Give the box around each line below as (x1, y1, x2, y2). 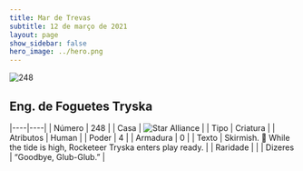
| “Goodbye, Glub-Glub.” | (9, 151, 106, 162)
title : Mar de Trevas (9, 13, 92, 23)
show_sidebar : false (9, 38, 88, 48)
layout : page (9, 30, 59, 39)
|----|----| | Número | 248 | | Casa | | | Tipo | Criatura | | (9, 122, 276, 133)
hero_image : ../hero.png (9, 47, 103, 56)
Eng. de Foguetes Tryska (9, 98, 152, 114)
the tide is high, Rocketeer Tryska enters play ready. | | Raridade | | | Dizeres (9, 142, 295, 153)
